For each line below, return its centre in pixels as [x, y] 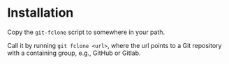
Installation [40, 13]
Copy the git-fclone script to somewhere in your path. [86, 32]
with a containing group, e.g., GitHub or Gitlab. [74, 53]
